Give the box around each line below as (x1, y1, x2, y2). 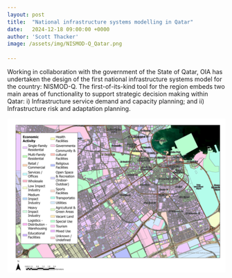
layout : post (7, 11, 45, 18)
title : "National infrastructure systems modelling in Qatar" (7, 18, 194, 26)
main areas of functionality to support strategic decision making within (7, 90, 208, 98)
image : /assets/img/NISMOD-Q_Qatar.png (7, 40, 123, 48)
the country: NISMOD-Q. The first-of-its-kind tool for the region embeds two (7, 82, 225, 90)
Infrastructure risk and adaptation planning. (7, 105, 131, 112)
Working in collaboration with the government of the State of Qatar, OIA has (7, 68, 223, 76)
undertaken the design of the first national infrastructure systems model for (7, 75, 222, 83)
